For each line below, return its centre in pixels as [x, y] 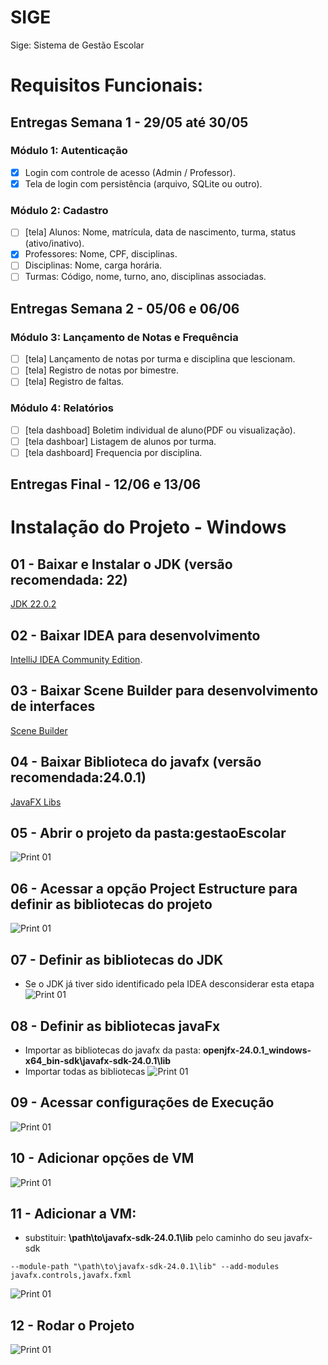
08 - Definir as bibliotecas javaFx [115, 1026]
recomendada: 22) [69, 579]
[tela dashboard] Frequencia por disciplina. [113, 452]
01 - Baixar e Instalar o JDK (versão [121, 564]
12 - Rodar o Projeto [72, 1325]
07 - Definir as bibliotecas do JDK [117, 959]
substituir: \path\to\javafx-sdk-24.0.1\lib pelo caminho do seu [153, 1238]
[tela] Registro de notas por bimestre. [102, 370]
